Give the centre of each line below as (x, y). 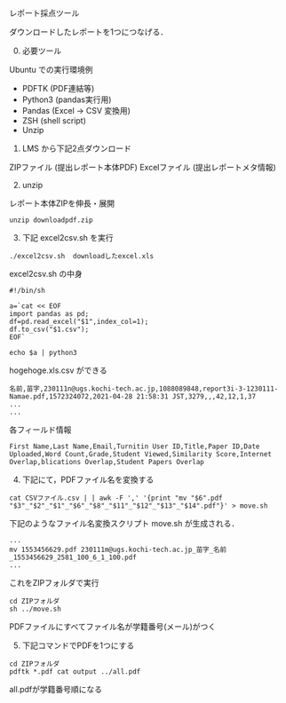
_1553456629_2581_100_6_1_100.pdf (73, 557)
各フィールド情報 (40, 430)
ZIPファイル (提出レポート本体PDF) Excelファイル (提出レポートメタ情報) (143, 167)
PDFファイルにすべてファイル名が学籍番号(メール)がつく (113, 627)
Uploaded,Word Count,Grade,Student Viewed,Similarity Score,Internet (141, 454)
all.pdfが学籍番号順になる (56, 689)
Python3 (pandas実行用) (67, 99)
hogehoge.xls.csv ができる (59, 370)
